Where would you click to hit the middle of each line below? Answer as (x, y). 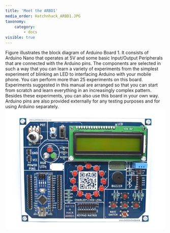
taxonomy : (16, 21)
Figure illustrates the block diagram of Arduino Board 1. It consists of (77, 53)
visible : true (20, 38)
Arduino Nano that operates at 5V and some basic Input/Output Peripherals (84, 58)
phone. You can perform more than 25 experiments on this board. (74, 79)
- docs (31, 32)
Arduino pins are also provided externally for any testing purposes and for (83, 101)
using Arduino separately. (32, 106)
